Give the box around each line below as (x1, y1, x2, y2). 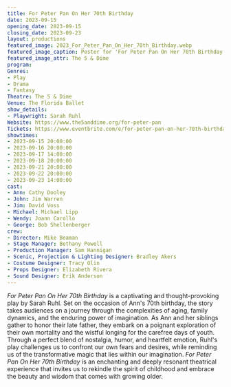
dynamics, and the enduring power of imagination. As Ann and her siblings (7, 313, 219, 322)
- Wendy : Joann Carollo (7, 215, 76, 222)
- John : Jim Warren (7, 196, 63, 203)
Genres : (7, 67, 30, 74)
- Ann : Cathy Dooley (7, 189, 67, 196)
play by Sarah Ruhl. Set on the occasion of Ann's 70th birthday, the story (7, 299, 213, 307)
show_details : (7, 106, 48, 113)
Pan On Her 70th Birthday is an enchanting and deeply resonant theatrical (7, 357, 217, 366)
